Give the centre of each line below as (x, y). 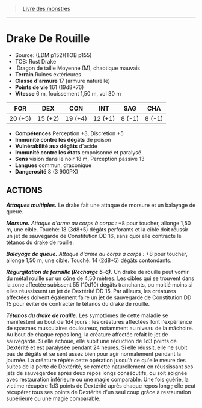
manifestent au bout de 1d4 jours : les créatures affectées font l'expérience (99, 321)
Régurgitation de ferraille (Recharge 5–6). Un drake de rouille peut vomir (97, 272)
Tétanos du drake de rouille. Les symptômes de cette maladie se (87, 315)
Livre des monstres (46, 9)
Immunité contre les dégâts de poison (63, 139)
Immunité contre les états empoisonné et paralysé (78, 152)
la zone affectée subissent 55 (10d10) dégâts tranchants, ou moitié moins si (99, 284)
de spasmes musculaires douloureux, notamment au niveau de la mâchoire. (100, 328)
